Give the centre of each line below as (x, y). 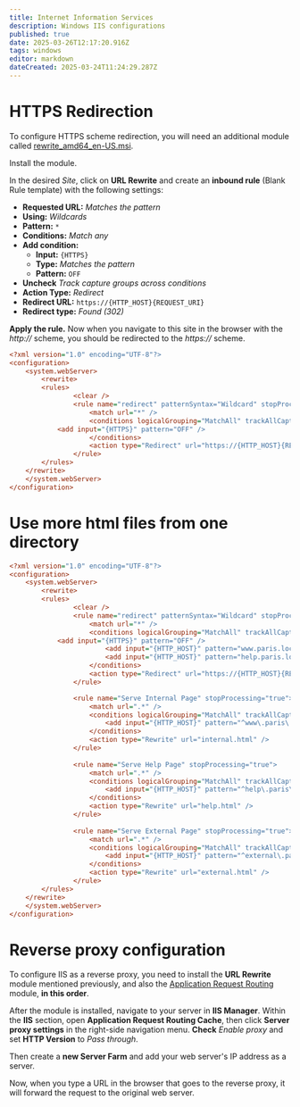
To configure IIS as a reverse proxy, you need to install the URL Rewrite (140, 975)
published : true (39, 34)
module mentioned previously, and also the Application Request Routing (142, 984)
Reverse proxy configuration (117, 949)
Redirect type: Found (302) (73, 311)
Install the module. (43, 162)
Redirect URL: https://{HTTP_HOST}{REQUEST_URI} (113, 302)
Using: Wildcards (54, 216)
